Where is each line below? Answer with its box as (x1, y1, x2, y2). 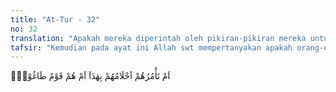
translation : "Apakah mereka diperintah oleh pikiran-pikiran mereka (10, 33, 307, 43)
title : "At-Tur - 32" (10, 14, 101, 25)
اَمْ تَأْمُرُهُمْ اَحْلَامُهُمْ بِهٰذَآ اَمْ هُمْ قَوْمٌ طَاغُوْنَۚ (10, 70, 171, 82)
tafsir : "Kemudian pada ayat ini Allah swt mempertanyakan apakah (10, 42, 293, 53)
